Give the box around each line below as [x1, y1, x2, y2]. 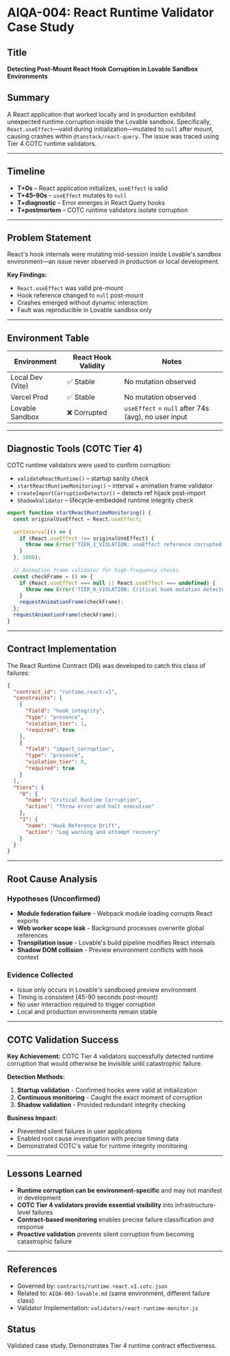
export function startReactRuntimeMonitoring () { [7, 510, 152, 516]
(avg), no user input [124, 412, 188, 422]
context [16, 953, 39, 961]
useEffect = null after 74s [124, 403, 209, 413]
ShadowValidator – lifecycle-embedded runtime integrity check [16, 496, 194, 505]
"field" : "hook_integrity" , [25, 708, 106, 715]
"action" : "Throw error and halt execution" [25, 803, 155, 810]
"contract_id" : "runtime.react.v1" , [13, 688, 118, 695]
